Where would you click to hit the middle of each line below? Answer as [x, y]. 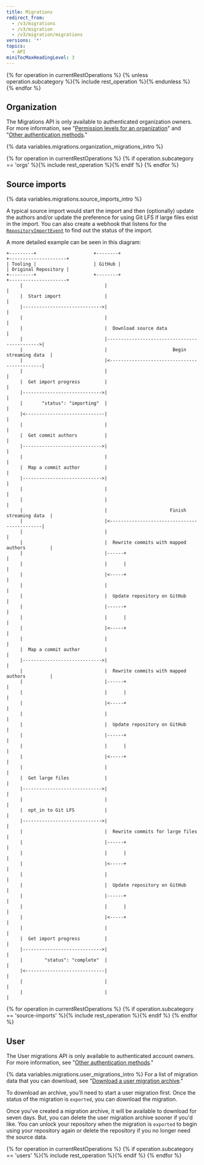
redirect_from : [26, 18]
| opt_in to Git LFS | [64, 810]
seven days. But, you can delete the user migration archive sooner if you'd [100, 1118]
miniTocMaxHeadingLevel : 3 [40, 58]
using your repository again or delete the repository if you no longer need [98, 1131]
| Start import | [64, 296]
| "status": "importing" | [64, 404]
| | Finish [103, 511]
